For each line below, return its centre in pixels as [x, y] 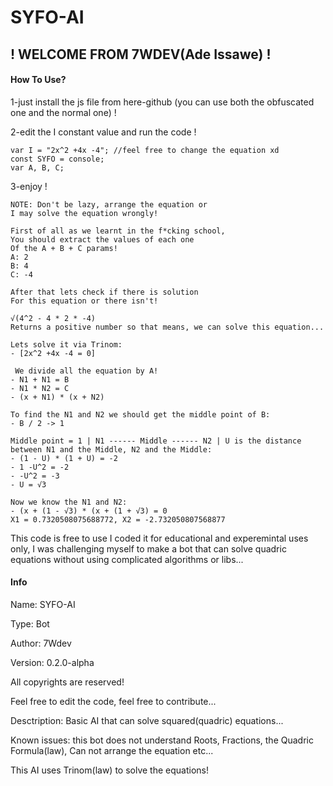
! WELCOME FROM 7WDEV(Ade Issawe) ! [141, 54]
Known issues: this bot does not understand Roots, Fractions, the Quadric [162, 740]
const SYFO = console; [57, 159]
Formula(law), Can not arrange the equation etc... [112, 750]
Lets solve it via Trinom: [66, 344]
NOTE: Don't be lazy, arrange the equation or [109, 204]
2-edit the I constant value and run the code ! [103, 132]
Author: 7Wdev [41, 643]
